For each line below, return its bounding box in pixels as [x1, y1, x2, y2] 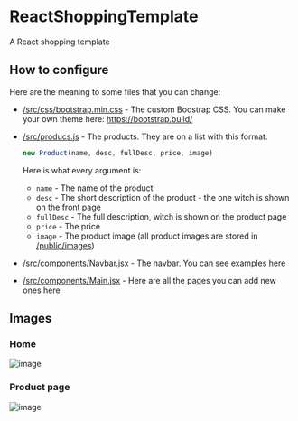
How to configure [9, 62, 109, 78]
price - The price [35, 220, 101, 231]
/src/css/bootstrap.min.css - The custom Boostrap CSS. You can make [22, 104, 286, 115]
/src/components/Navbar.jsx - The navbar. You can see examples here [22, 257, 286, 268]
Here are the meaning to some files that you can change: [9, 86, 221, 97]
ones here [22, 285, 61, 295]
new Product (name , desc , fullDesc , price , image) [22, 148, 214, 157]
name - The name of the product [35, 182, 154, 193]
